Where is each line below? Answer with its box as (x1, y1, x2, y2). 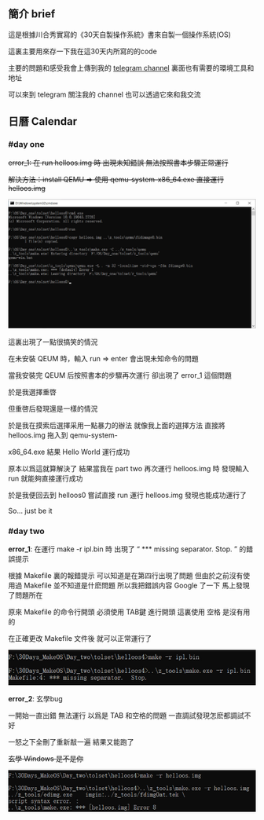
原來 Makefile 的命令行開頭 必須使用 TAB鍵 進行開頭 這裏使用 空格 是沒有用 (8, 607, 251, 617)
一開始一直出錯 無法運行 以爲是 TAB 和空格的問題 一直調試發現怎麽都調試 (8, 710, 245, 720)
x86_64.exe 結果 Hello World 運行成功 (8, 447, 130, 456)
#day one (8, 139, 45, 150)
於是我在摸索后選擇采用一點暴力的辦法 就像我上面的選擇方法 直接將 (8, 420, 225, 430)
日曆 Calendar (8, 115, 77, 128)
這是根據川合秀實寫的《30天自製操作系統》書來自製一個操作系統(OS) (8, 30, 232, 39)
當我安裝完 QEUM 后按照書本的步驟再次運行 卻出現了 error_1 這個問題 (8, 370, 232, 379)
